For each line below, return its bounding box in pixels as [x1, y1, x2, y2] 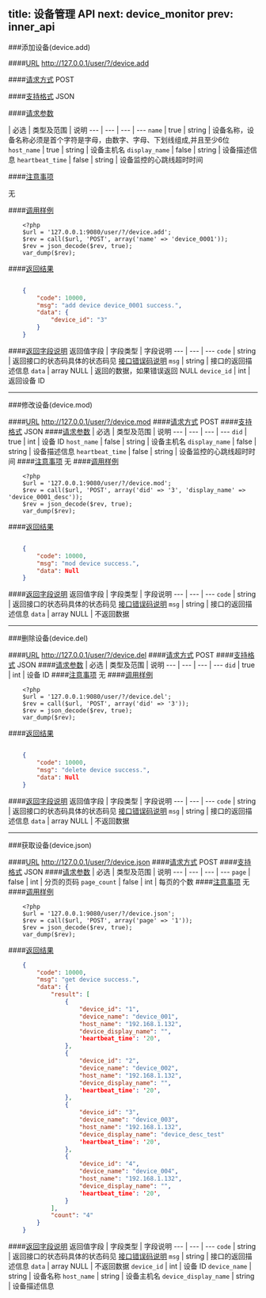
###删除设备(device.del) [8, 633, 89, 643]
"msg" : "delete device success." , [36, 766, 150, 774]
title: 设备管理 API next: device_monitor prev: [8, 7, 234, 21]
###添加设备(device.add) [8, 42, 91, 52]
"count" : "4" [50, 1212, 93, 1220]
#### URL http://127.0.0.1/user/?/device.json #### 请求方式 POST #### [8, 857, 237, 866]
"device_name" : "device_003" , [78, 1116, 179, 1124]
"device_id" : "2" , [78, 1057, 140, 1065]
